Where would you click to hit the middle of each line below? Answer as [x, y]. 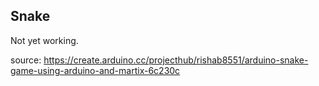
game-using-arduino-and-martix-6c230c [95, 70]
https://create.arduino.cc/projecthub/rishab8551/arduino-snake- [176, 60]
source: [26, 60]
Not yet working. [44, 40]
